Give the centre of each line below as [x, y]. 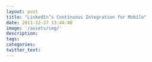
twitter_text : [24, 50]
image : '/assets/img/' [34, 28]
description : [22, 34]
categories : [21, 45]
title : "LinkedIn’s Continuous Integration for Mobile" [76, 17]
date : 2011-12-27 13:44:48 [39, 22]
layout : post [22, 12]
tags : [13, 39]
